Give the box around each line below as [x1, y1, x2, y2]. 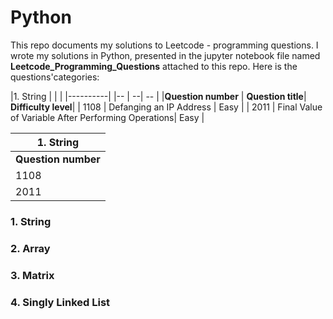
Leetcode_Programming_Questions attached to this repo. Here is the [10, 60, 298, 72]
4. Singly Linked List [10, 295, 111, 309]
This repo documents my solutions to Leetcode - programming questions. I [10, 39, 319, 51]
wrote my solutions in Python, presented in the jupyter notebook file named [10, 49, 321, 61]
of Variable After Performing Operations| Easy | [10, 111, 205, 123]
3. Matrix [10, 268, 55, 282]
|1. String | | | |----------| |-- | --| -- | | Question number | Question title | [10, 90, 307, 102]
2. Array [10, 241, 51, 255]
